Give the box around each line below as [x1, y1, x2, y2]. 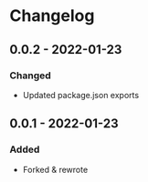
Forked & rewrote [22, 164, 89, 175]
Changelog [9, 5, 95, 26]
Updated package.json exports [22, 89, 140, 100]
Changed [9, 69, 52, 82]
